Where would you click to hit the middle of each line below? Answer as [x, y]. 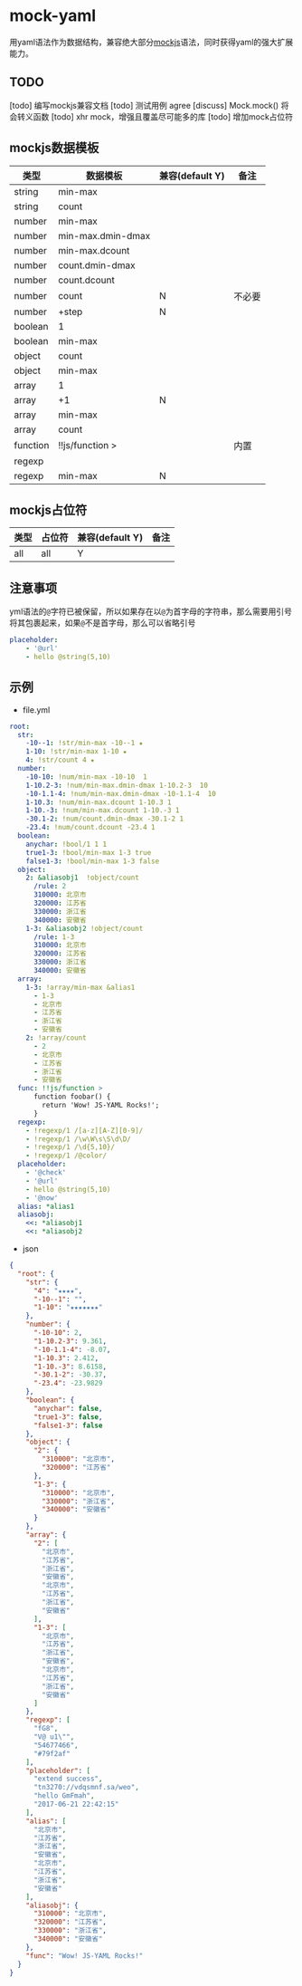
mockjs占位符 [48, 509]
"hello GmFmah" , [64, 1796]
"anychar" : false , [68, 1408]
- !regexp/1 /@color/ [66, 1156]
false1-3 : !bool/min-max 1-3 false [93, 861]
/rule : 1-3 [54, 937]
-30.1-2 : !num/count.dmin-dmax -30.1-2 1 [104, 819]
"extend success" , [68, 1779]
